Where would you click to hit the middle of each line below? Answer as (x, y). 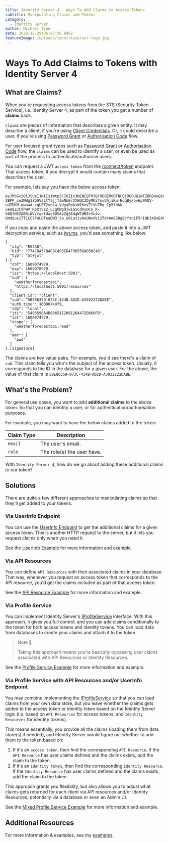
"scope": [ (21, 322)
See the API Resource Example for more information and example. (74, 593)
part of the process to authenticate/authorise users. (59, 156)
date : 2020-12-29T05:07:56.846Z (39, 33)
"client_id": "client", (34, 295)
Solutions (21, 486)
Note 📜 (25, 642)
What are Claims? (33, 92)
